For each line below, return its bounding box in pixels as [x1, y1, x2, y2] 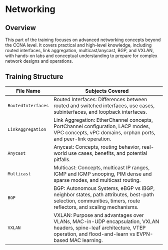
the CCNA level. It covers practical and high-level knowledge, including [5, 42, 152, 48]
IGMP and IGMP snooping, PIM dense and [53, 170, 152, 177]
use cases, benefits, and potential [68, 149, 147, 156]
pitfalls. [53, 156, 71, 163]
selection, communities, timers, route [53, 197, 140, 204]
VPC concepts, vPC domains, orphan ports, [53, 129, 156, 136]
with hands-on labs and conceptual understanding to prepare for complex [5, 53, 157, 59]
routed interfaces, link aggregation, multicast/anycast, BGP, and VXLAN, [5, 48, 154, 53]
